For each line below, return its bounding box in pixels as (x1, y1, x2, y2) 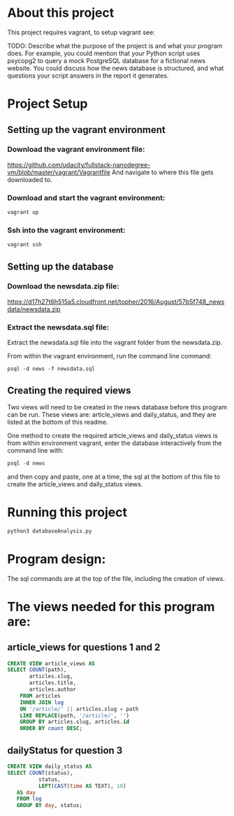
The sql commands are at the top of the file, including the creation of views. (7, 574, 226, 582)
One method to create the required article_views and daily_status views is (7, 431, 218, 439)
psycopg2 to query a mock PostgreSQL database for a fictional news (7, 56, 206, 64)
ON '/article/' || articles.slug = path (20, 705, 139, 712)
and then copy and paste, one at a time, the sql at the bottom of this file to (7, 472, 221, 481)
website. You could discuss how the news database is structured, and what (7, 64, 224, 72)
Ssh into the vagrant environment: (7, 225, 126, 235)
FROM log (16, 796, 42, 803)
